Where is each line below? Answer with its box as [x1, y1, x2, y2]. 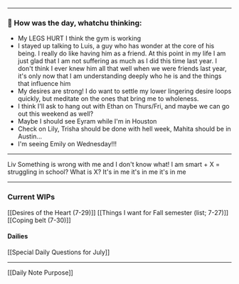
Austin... [17, 132, 43, 141]
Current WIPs [7, 192, 55, 202]
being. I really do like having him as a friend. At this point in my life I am [17, 49, 226, 58]
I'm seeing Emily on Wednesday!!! [17, 140, 117, 148]
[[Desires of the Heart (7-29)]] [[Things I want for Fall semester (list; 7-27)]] [7, 208, 229, 217]
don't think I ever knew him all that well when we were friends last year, [17, 65, 228, 73]
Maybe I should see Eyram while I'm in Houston [17, 117, 157, 126]
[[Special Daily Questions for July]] [7, 248, 110, 256]
